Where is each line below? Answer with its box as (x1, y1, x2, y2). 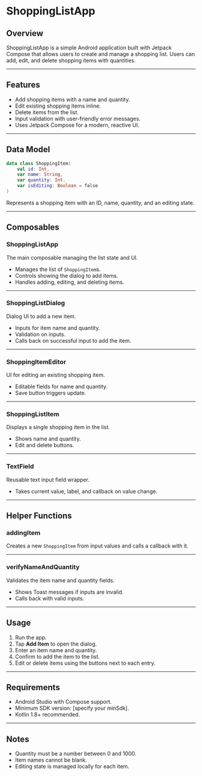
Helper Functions (6, 511, 72, 521)
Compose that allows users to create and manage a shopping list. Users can (6, 50, 195, 58)
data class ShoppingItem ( (6, 160, 71, 167)
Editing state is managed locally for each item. (14, 763, 130, 770)
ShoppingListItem (6, 410, 60, 418)
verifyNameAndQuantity (6, 563, 80, 572)
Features (6, 80, 40, 90)
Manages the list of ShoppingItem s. (14, 266, 101, 273)
